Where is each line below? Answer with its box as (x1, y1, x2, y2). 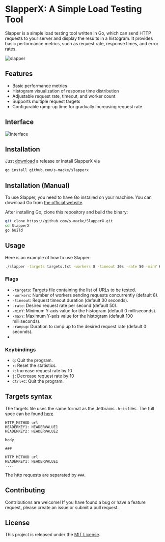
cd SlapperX (5, 223, 29, 228)
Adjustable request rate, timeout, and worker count (12, 93, 116, 99)
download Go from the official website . (5, 200, 83, 206)
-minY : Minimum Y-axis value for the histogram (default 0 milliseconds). (12, 307, 157, 313)
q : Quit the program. (12, 357, 53, 363)
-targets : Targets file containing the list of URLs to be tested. (12, 287, 137, 293)
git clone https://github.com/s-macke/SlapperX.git (5, 219, 113, 224)
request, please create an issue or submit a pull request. (5, 504, 119, 510)
